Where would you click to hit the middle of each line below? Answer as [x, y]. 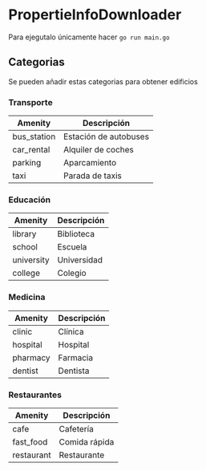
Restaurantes [35, 395]
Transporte [31, 102]
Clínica [71, 331]
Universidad [80, 260]
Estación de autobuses [106, 136]
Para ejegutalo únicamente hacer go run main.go [89, 37]
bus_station [34, 136]
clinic [22, 331]
